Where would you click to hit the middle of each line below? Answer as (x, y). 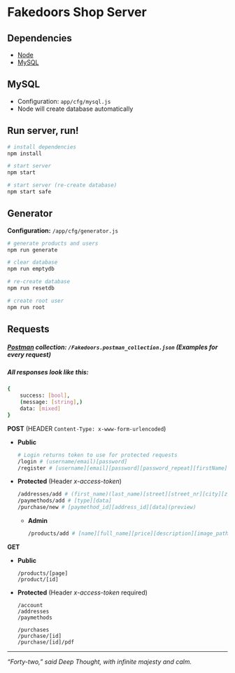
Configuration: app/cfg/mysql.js (64, 101)
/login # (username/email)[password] (72, 461)
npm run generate (33, 250)
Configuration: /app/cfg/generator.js (63, 230)
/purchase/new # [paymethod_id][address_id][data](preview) (107, 508)
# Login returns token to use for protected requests (97, 455)
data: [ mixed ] (40, 409)
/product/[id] (38, 579)
